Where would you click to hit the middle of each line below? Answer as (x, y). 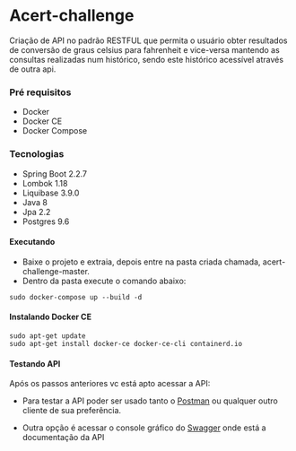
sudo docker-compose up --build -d (76, 297)
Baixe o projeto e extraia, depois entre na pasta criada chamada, (141, 262)
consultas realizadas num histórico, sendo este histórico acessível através (147, 59)
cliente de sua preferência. (72, 411)
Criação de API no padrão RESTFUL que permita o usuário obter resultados (148, 40)
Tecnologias (37, 154)
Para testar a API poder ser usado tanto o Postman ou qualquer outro (150, 401)
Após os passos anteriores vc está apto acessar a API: (110, 384)
